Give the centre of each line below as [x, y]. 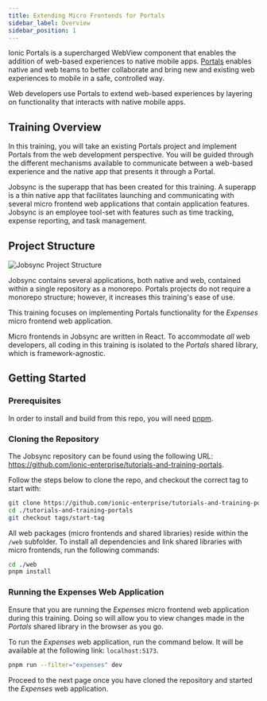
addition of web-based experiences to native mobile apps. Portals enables [130, 61]
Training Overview [55, 127]
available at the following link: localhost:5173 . [83, 650]
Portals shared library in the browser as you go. [86, 626]
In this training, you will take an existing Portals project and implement [122, 146]
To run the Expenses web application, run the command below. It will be [126, 641]
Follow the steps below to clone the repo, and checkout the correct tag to [128, 480]
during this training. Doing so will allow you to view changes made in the [126, 618]
